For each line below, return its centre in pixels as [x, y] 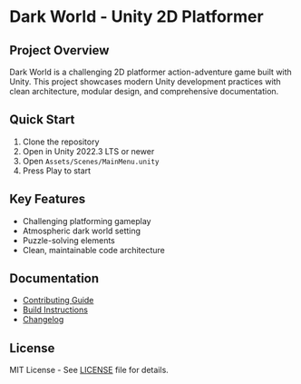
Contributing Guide [58, 300]
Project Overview [59, 50]
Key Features [48, 199]
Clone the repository [61, 142]
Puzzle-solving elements [69, 240]
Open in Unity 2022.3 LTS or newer [88, 151]
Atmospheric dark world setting [82, 231]
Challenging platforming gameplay [87, 221]
